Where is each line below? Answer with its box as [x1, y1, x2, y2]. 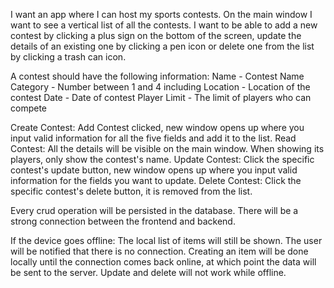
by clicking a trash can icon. [10, 51, 127, 63]
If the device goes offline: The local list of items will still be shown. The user [10, 235, 323, 246]
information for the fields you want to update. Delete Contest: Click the [10, 175, 302, 186]
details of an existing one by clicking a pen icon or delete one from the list [10, 40, 315, 52]
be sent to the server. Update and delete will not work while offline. [10, 267, 287, 278]
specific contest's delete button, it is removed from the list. [10, 185, 253, 197]
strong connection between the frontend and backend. [10, 215, 236, 227]
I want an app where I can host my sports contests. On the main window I [10, 9, 313, 20]
